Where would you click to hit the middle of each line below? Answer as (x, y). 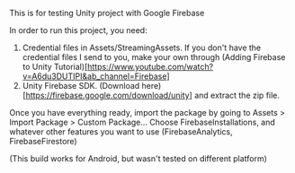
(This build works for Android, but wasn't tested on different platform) (139, 159)
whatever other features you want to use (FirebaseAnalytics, (121, 132)
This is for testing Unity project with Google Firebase (107, 13)
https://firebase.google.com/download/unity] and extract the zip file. (153, 95)
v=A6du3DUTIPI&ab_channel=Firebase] (96, 76)
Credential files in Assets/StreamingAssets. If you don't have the (142, 48)
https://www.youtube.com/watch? (150, 67)
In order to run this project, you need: (78, 30)
